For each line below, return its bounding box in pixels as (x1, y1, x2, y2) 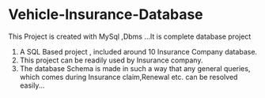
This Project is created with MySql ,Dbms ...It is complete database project (8, 32, 252, 41)
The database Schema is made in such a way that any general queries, (19, 63, 251, 73)
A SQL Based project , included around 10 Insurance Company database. (19, 47, 258, 56)
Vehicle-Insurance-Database (8, 6, 203, 24)
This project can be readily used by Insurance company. (19, 55, 203, 65)
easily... (19, 81, 45, 90)
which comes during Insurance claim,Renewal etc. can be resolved (19, 72, 238, 81)
